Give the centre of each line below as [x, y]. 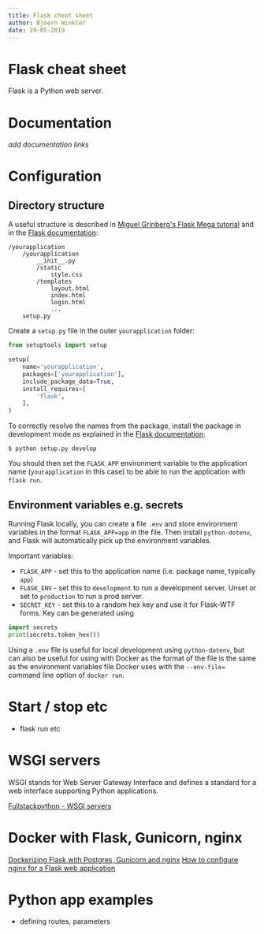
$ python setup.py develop [52, 449]
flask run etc [40, 728]
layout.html [70, 288]
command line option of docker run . [66, 675]
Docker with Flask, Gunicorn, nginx [125, 837]
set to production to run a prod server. [82, 596]
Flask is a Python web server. [56, 91]
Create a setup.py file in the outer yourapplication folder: [102, 331]
